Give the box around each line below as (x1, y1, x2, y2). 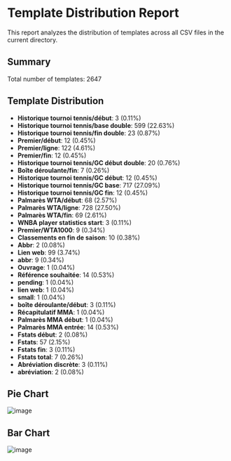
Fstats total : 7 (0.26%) (17, 353, 84, 361)
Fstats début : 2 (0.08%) (17, 330, 88, 339)
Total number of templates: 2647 (7, 74, 102, 83)
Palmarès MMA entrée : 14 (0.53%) (17, 323, 119, 331)
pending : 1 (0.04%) (17, 278, 74, 286)
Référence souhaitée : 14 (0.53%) (17, 271, 115, 279)
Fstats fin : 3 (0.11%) (17, 345, 76, 353)
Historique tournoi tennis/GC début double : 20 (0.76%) (17, 158, 181, 167)
